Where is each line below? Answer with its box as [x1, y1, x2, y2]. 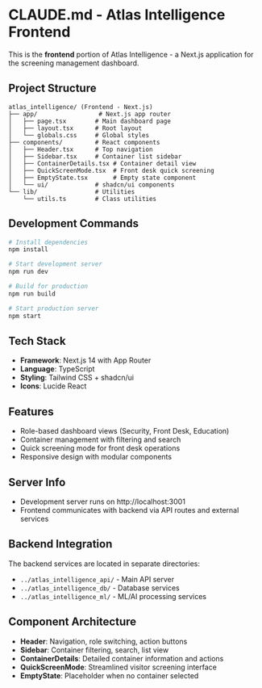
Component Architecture [8, 615, 137, 629]
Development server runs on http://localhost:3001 [19, 497, 185, 506]
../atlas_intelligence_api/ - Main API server [19, 574, 175, 584]
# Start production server [8, 304, 99, 313]
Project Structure [8, 82, 97, 95]
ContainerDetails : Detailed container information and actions [19, 653, 224, 663]
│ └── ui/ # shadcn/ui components [8, 180, 175, 189]
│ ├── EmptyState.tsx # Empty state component [8, 174, 197, 182]
